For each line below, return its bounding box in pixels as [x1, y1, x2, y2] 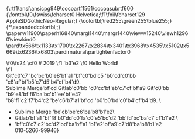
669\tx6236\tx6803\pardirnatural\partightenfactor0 [6, 48, 131, 55]
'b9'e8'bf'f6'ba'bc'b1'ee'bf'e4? [6, 91, 81, 98]
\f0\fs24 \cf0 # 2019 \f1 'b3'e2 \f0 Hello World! [6, 60, 119, 67]
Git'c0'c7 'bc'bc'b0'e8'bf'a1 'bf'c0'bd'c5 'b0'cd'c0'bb [6, 72, 136, 79]
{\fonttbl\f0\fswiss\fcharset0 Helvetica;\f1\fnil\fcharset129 [6, 11, 145, 18]
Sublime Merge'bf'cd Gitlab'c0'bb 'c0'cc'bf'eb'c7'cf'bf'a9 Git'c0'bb [6, 85, 170, 91]
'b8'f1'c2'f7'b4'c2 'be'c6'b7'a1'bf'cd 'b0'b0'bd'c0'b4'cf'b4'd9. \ [6, 97, 161, 104]
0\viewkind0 [6, 36, 36, 43]
